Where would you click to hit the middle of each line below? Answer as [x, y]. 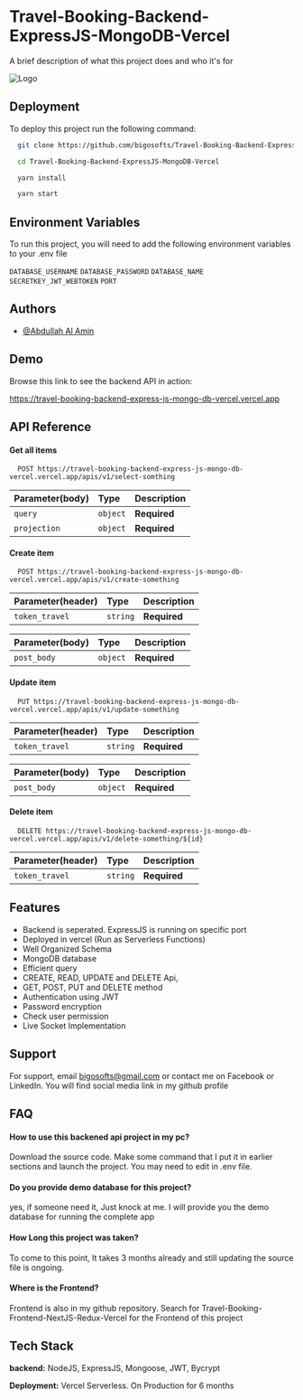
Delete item [32, 812]
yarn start [38, 194]
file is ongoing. [37, 1267]
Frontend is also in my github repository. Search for [105, 1308]
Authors [33, 309]
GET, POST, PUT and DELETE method [92, 987]
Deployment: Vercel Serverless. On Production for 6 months [122, 1386]
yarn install [42, 178]
